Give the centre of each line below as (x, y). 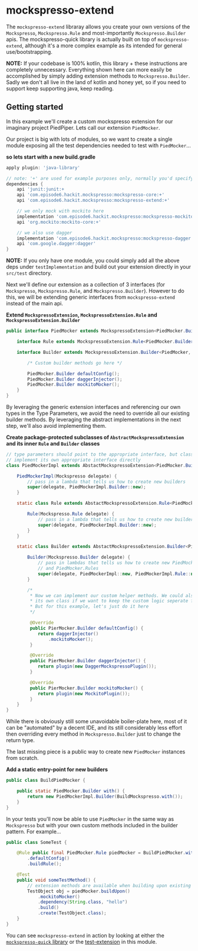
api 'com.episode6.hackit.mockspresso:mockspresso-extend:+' (93, 201)
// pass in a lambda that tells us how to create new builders (106, 482)
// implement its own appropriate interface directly (74, 460)
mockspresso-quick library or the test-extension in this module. (82, 942)
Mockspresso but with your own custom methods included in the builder (92, 825)
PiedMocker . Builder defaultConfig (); (73, 373)
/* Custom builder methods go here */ (75, 363)
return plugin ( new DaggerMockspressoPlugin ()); (97, 666)
